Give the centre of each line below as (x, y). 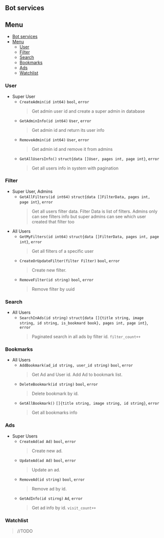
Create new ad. (47, 451)
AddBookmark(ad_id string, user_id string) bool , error (76, 365)
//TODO (25, 531)
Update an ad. (46, 469)
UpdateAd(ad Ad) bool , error (48, 460)
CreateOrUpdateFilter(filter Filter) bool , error (70, 260)
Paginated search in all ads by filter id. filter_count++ (86, 337)
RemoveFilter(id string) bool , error (57, 279)
